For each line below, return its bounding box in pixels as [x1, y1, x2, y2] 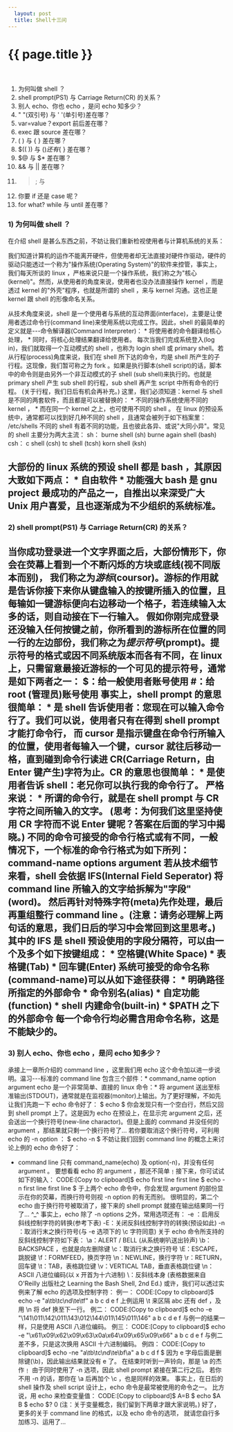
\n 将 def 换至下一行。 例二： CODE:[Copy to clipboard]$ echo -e [26, 1305, 213, 1313]
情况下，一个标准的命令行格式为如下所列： [8, 845, 189, 856]
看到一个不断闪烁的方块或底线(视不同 [53, 559, 212, 571]
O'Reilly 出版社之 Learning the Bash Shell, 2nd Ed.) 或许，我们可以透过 [17, 1279, 218, 1287]
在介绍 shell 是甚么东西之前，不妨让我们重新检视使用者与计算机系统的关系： [8, 237, 225, 245]
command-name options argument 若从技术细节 [8, 857, 218, 869]
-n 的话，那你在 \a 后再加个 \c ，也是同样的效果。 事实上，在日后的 [31, 1374, 224, 1382]
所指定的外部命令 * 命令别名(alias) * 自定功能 [8, 987, 200, 999]
